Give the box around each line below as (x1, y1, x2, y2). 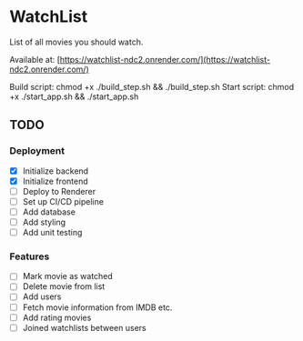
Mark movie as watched (22, 271, 114, 282)
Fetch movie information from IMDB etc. (22, 302, 173, 313)
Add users (22, 291, 62, 302)
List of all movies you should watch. (9, 36, 144, 47)
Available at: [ (9, 54, 61, 65)
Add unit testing (22, 227, 83, 237)
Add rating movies (22, 312, 92, 323)
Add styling (22, 216, 66, 227)
